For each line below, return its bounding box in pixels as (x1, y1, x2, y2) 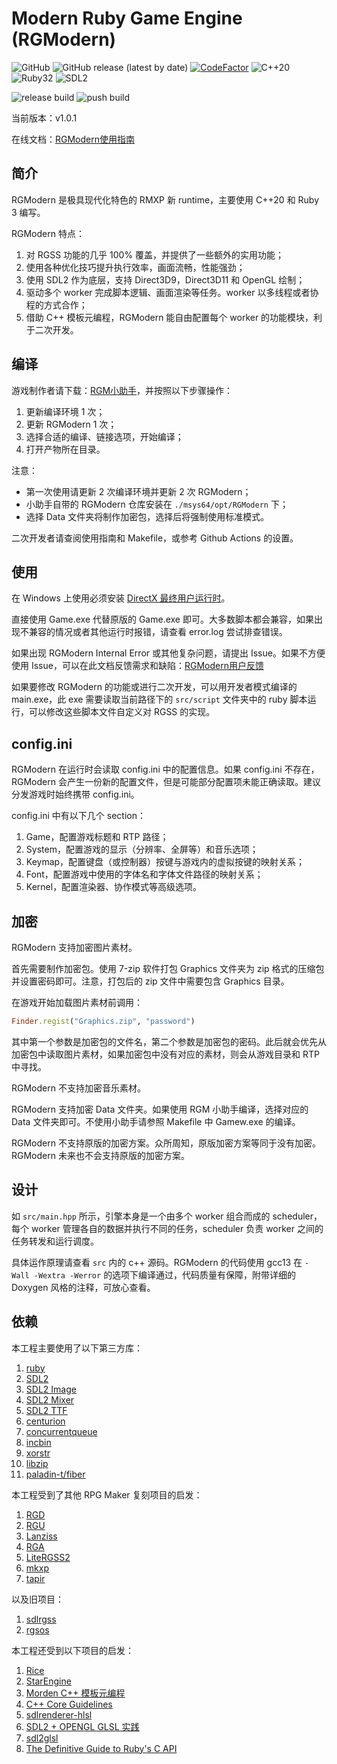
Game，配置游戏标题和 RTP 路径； (25, 831, 169, 843)
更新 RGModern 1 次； (25, 418, 118, 430)
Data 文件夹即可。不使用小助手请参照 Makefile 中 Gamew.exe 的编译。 (11, 1115, 301, 1127)
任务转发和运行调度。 (11, 1235, 99, 1247)
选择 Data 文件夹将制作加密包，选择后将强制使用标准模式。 (25, 510, 270, 522)
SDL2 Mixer (25, 1393, 75, 1406)
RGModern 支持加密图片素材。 (11, 942, 138, 953)
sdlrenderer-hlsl (25, 1708, 93, 1721)
